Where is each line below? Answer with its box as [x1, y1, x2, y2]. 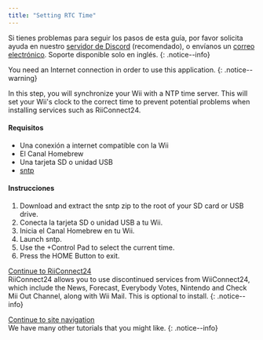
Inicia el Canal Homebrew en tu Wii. [19, 226, 135, 236]
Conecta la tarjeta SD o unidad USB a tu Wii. [19, 218, 163, 228]
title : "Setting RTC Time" [8, 11, 97, 20]
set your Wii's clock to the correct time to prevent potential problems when [8, 97, 250, 106]
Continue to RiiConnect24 [8, 266, 92, 276]
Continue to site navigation [8, 315, 95, 324]
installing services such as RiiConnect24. [8, 105, 141, 115]
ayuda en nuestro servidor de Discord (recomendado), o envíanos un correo [8, 41, 255, 51]
